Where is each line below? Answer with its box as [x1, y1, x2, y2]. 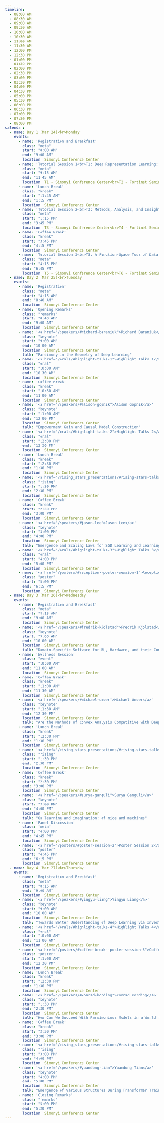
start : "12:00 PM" [22, 439, 60, 444]
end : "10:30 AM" [22, 370, 56, 375]
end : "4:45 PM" [22, 834, 54, 839]
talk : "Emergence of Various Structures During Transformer [22, 1088, 147, 1093]
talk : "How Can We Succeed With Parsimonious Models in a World [22, 1016, 156, 1020]
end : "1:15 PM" [22, 198, 54, 203]
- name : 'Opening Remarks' [18, 307, 73, 312]
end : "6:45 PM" [22, 266, 54, 271]
